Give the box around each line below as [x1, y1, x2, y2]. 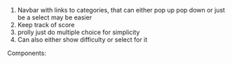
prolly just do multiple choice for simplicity [17, 28, 140, 36]
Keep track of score [17, 21, 75, 29]
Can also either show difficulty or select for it [17, 35, 148, 44]
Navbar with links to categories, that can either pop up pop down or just [17, 6, 226, 14]
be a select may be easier [17, 13, 93, 22]
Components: [7, 49, 47, 57]
